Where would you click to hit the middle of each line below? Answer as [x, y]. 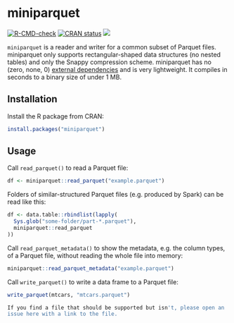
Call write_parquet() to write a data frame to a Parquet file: [93, 282]
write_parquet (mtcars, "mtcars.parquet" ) [69, 295]
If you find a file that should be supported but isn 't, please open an [116, 307]
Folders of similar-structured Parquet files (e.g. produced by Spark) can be [116, 195]
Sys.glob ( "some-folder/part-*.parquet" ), [75, 221]
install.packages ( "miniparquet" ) [56, 129]
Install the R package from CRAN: [56, 116]
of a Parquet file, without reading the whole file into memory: [95, 255]
